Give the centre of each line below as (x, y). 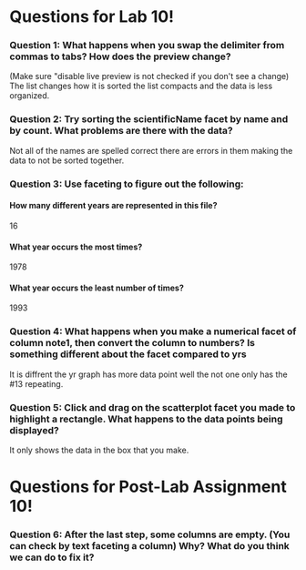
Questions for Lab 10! (92, 17)
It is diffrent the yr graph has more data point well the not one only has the (149, 374)
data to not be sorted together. (67, 160)
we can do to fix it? (52, 557)
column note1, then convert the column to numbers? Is (132, 343)
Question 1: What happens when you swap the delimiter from (147, 46)
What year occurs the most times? (76, 247)
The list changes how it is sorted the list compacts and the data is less (141, 86)
